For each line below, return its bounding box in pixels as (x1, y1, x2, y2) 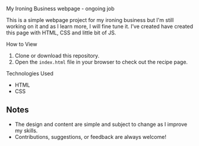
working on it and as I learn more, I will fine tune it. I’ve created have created (6, 23, 194, 30)
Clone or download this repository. (14, 52, 100, 59)
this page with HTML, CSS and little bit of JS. (6, 29, 116, 36)
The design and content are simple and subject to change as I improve (14, 120, 188, 128)
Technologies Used (6, 70, 53, 77)
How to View (6, 41, 37, 47)
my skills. (14, 127, 38, 134)
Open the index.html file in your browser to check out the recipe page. (14, 59, 188, 65)
